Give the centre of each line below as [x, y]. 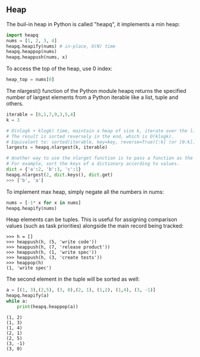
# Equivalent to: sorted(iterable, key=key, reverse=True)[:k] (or [92, 142]
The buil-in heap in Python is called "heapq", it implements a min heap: [93, 24]
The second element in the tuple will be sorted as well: [73, 279]
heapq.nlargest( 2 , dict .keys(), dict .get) [60, 175]
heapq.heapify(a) [28, 296]
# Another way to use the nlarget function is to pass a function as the [100, 158]
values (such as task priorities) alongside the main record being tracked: [95, 226]
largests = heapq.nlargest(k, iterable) [57, 148]
